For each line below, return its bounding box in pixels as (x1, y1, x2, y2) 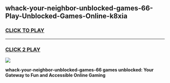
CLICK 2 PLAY (5, 46, 40, 53)
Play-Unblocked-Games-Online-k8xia (5, 12, 127, 21)
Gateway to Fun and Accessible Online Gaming (5, 72, 106, 78)
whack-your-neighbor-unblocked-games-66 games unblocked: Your (5, 66, 154, 72)
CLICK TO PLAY (5, 27, 45, 34)
